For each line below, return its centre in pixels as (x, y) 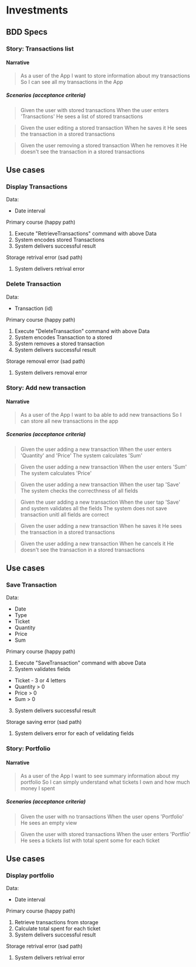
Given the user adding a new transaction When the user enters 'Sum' (104, 467)
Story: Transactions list (40, 49)
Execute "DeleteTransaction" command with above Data (82, 331)
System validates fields (42, 669)
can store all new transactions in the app (69, 421)
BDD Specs (27, 32)
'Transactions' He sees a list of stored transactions (82, 116)
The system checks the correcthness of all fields (79, 490)
